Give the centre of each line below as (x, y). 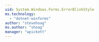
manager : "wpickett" (26, 32)
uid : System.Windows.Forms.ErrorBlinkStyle (50, 9)
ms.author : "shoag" (25, 28)
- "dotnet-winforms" (30, 18)
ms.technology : (20, 14)
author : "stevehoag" (26, 23)
